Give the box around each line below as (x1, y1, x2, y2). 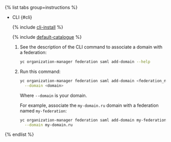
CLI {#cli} (12, 14, 33, 20)
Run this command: (19, 68, 61, 75)
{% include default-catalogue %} (12, 34, 82, 40)
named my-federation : (19, 107, 67, 114)
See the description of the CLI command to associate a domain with (19, 44, 163, 50)
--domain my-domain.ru (24, 122, 73, 127)
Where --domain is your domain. (19, 92, 87, 99)
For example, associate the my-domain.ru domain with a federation (19, 102, 159, 108)
